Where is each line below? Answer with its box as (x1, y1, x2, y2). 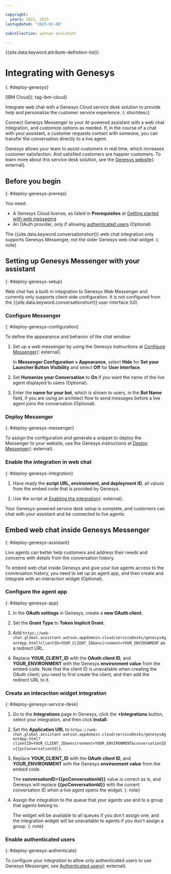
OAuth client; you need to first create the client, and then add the (12, 671, 150, 677)
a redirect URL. (12, 645, 44, 651)
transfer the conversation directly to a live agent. (5, 136, 108, 142)
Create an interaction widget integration (5, 690, 107, 697)
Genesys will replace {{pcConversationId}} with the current (12, 782, 140, 788)
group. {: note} (12, 823, 44, 829)
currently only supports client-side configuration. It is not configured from (5, 294, 161, 300)
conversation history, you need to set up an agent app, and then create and (5, 570, 164, 576)
